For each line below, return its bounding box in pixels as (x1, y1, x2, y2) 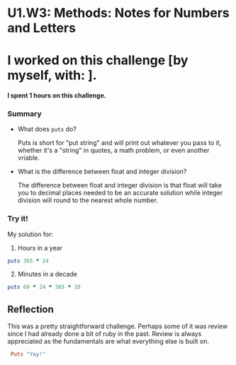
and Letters (7, 20, 77, 36)
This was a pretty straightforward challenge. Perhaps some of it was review (7, 322, 228, 330)
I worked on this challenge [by (7, 52, 189, 69)
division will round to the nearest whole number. (17, 196, 158, 204)
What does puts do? (17, 125, 77, 134)
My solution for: (7, 230, 54, 238)
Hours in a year (17, 243, 62, 252)
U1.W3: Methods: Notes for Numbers (7, 5, 230, 21)
